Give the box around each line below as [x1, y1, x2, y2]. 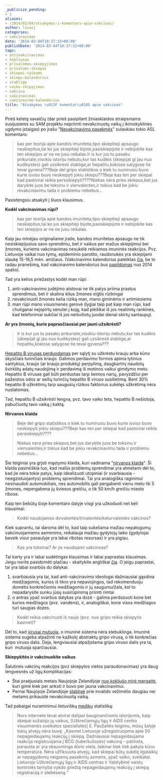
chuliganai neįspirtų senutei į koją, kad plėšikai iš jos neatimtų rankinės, [12, 307, 155, 312]
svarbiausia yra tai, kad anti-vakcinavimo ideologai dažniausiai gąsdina [12, 574, 155, 579]
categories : [5, 30, 29, 35]
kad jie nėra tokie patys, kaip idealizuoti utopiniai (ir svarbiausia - [5, 471, 135, 476]
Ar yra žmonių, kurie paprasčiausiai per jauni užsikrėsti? [5, 321, 122, 327]
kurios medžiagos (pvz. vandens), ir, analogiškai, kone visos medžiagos [12, 600, 156, 605]
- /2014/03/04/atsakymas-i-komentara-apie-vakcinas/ [5, 21, 114, 26]
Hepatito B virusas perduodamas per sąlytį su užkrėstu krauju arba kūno [5, 350, 150, 356]
